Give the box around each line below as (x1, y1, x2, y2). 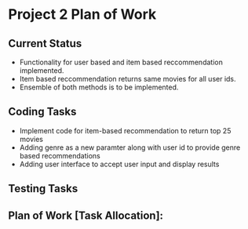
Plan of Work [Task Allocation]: (8, 209, 163, 222)
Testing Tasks (8, 182, 78, 195)
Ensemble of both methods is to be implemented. (19, 82, 179, 92)
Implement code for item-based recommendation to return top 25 (19, 125, 232, 135)
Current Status (8, 37, 82, 50)
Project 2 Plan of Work (8, 5, 157, 24)
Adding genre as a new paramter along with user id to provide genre (19, 143, 241, 152)
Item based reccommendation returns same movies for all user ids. (19, 75, 237, 83)
